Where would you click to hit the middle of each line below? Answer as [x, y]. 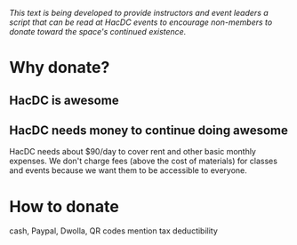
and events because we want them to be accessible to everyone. [128, 170]
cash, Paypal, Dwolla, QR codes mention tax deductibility [113, 231]
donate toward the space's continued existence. [98, 32]
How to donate [64, 206]
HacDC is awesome [64, 100]
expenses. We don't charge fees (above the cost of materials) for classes [144, 161]
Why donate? [60, 68]
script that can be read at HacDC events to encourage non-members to [141, 22]
